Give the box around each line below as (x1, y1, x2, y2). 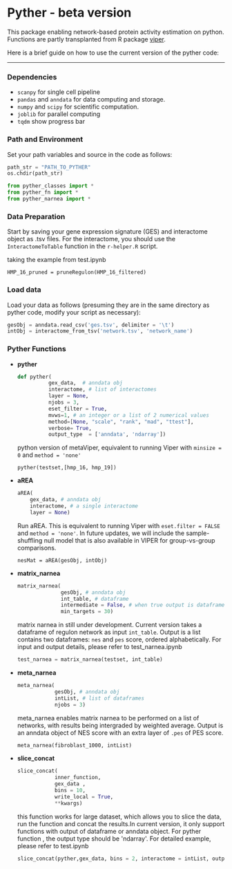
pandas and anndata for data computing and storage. (17, 95, 166, 104)
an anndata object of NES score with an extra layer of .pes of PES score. (17, 728, 224, 737)
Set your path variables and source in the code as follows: (7, 150, 173, 158)
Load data (7, 285, 41, 295)
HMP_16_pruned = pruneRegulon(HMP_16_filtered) (7, 269, 147, 276)
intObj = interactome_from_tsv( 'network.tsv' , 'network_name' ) (7, 328, 193, 335)
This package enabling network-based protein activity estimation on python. (7, 28, 224, 36)
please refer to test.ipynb (17, 841, 89, 850)
